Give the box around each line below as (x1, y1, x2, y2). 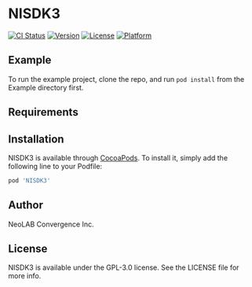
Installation (8, 132, 64, 145)
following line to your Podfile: (8, 161, 103, 171)
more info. (8, 271, 42, 281)
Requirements (8, 105, 79, 119)
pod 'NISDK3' (8, 176, 51, 185)
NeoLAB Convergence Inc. (8, 219, 94, 229)
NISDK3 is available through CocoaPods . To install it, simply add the (8, 153, 228, 162)
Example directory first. (8, 83, 84, 92)
